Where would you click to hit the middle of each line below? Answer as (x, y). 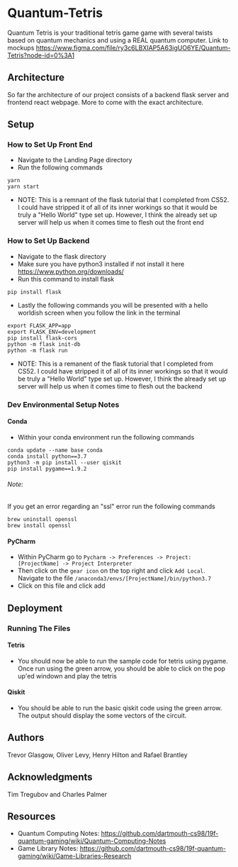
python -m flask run (38, 350)
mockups (21, 47)
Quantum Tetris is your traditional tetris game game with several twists (110, 33)
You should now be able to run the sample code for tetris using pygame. (123, 661)
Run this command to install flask (66, 279)
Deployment (35, 608)
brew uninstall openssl (42, 520)
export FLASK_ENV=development (52, 332)
